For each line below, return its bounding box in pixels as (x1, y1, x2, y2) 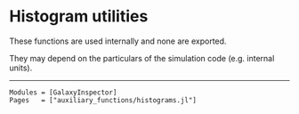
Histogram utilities (9, 6, 149, 27)
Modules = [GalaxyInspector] (9, 87, 117, 97)
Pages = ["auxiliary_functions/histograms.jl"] (9, 95, 198, 104)
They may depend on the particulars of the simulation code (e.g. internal (9, 53, 275, 63)
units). (9, 62, 33, 73)
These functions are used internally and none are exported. (9, 36, 227, 46)
